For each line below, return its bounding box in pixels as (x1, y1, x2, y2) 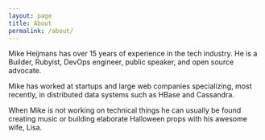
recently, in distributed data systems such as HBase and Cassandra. (8, 90, 235, 100)
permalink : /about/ (8, 27, 74, 35)
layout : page (8, 11, 52, 20)
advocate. (8, 66, 42, 76)
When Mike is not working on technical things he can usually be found (8, 105, 242, 115)
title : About (8, 19, 52, 27)
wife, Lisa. (8, 122, 43, 133)
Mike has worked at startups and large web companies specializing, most (8, 81, 252, 91)
